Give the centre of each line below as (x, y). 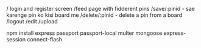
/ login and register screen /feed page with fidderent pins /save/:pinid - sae (100, 9)
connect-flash (45, 39)
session (16, 39)
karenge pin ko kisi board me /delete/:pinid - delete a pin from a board (94, 15)
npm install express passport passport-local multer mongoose (84, 33)
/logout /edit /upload (32, 21)
